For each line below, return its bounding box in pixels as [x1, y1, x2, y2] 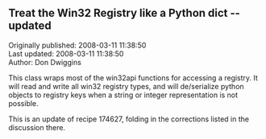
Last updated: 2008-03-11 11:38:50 [8, 48, 124, 59]
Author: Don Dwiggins [8, 57, 82, 67]
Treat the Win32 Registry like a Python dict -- [8, 6, 240, 20]
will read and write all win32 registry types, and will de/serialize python [8, 81, 244, 91]
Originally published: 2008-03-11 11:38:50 [8, 40, 147, 50]
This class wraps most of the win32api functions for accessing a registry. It [8, 72, 258, 83]
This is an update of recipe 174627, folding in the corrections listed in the [8, 114, 250, 124]
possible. [8, 98, 39, 108]
